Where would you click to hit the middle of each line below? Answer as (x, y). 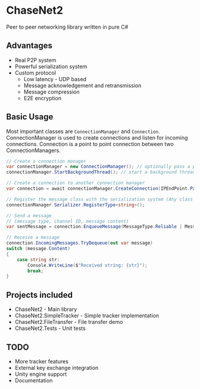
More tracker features (41, 361)
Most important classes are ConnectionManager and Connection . (83, 131)
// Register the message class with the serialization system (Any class (100, 199)
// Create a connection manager (46, 161)
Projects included (40, 295)
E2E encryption (42, 98)
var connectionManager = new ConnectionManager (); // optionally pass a (98, 167)
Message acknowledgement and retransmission (82, 85)
